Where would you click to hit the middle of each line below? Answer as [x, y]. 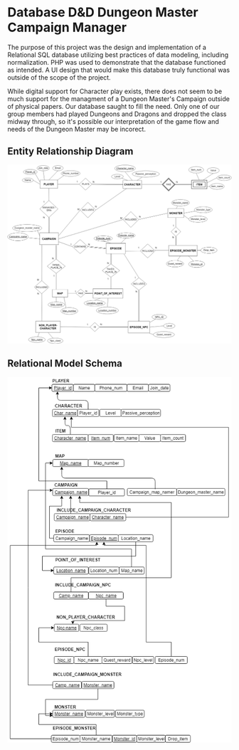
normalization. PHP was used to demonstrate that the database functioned [117, 62]
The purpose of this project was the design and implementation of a [107, 47]
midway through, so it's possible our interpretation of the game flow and [113, 121]
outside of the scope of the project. [59, 77]
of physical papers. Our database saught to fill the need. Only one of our [113, 106]
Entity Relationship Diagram [70, 151]
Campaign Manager [67, 27]
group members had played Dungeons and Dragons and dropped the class [117, 114]
